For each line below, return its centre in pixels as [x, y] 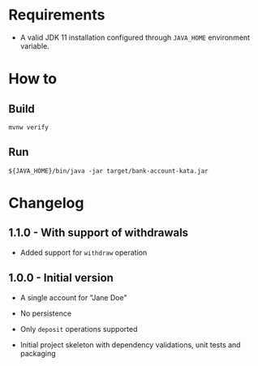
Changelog [46, 202]
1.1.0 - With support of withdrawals [99, 233]
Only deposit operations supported [79, 329]
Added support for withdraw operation [84, 252]
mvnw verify [28, 127]
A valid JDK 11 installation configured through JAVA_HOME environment [135, 37]
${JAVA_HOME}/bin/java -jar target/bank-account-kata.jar [108, 171]
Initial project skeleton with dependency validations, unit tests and [130, 344]
